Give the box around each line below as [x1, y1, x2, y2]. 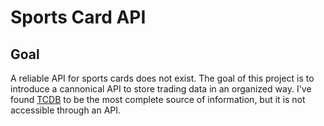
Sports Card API [10, 6, 147, 29]
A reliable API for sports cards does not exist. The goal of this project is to [10, 72, 315, 84]
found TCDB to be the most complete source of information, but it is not [10, 94, 306, 105]
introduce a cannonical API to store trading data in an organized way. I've [10, 83, 312, 95]
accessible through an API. [10, 104, 122, 116]
